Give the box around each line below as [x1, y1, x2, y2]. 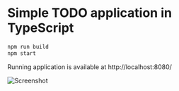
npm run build [7, 43, 50, 50]
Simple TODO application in [7, 5, 172, 21]
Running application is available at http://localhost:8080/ [7, 62, 172, 71]
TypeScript [7, 20, 74, 36]
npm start [7, 49, 37, 57]
